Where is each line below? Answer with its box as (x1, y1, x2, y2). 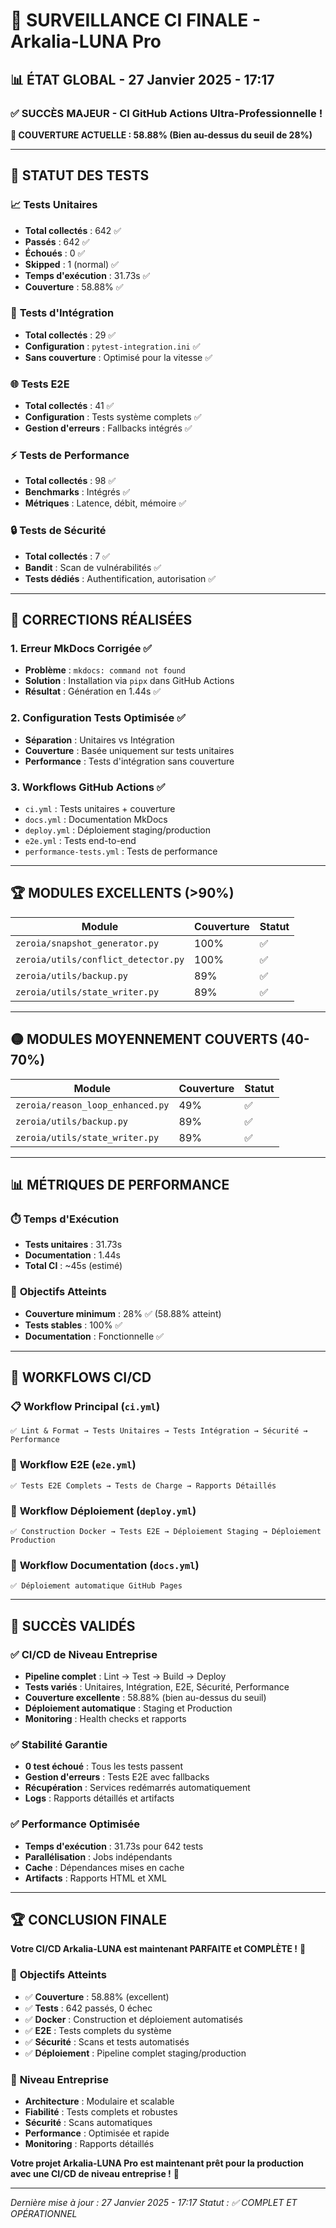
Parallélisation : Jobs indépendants (24, 1850, 173, 1863)
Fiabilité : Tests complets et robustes (24, 2105, 178, 2118)
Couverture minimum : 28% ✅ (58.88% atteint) (24, 1307, 222, 1319)
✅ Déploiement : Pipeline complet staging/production (24, 2047, 247, 2059)
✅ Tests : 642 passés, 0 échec (24, 2002, 153, 2014)
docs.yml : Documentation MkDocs (24, 814, 168, 826)
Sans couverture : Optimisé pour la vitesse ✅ (24, 351, 213, 363)
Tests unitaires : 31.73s (24, 1239, 123, 1251)
